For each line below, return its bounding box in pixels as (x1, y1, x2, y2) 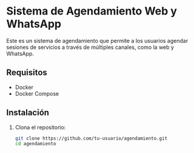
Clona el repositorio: (15, 123, 66, 131)
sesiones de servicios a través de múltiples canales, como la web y (6, 44, 175, 51)
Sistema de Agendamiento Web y (6, 4, 178, 18)
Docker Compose (15, 90, 59, 97)
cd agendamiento (15, 141, 56, 147)
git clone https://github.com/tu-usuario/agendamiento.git (15, 135, 168, 142)
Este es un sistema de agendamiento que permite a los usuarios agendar (6, 37, 189, 44)
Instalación (6, 108, 50, 118)
